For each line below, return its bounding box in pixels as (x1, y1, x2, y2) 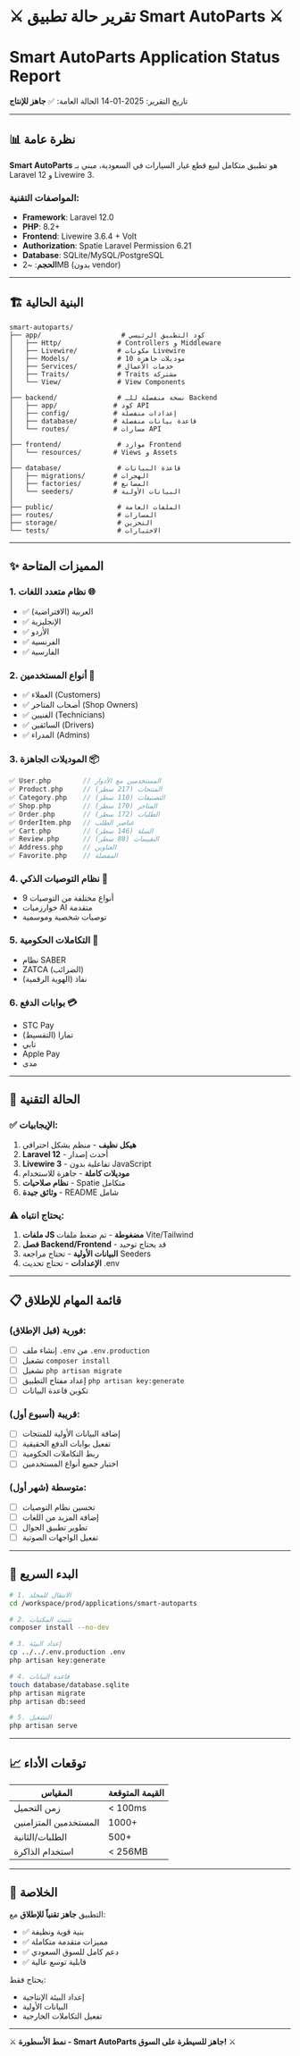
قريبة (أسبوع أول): (9, 1407, 80, 1420)
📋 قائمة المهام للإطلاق (9, 1293, 122, 1308)
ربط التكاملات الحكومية (21, 1448, 100, 1459)
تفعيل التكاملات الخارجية (21, 2010, 103, 2021)
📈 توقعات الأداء (9, 1756, 87, 1771)
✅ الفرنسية (21, 636, 61, 647)
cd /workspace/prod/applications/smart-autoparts (9, 1599, 198, 1607)
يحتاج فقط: (9, 1974, 46, 1985)
